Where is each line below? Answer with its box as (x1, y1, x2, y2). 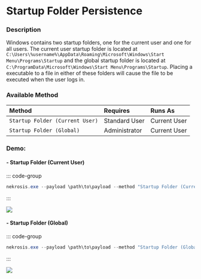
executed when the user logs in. (6, 76, 86, 83)
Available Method (6, 91, 59, 99)
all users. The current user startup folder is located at (6, 45, 138, 53)
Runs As (150, 106, 175, 115)
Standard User (103, 116, 145, 125)
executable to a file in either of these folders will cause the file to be (6, 70, 173, 77)
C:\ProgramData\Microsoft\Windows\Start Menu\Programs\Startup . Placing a (6, 63, 193, 70)
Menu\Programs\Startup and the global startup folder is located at (6, 57, 166, 64)
